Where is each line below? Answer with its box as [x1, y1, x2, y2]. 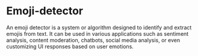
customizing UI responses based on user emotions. [6, 43, 134, 50]
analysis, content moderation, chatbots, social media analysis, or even [6, 36, 181, 43]
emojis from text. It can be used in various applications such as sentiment [6, 30, 189, 37]
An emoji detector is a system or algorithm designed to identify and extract [6, 24, 192, 31]
